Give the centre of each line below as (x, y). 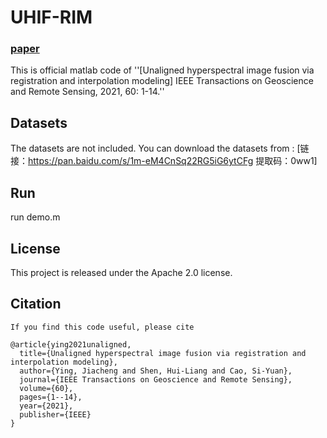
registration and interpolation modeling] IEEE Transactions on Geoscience (162, 81)
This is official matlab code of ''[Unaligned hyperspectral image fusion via (162, 70)
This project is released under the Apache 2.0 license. (121, 272)
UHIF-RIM (51, 17)
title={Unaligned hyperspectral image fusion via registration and (163, 353)
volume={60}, (46, 388)
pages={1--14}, (51, 397)
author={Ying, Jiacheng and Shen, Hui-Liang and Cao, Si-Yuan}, (156, 371)
